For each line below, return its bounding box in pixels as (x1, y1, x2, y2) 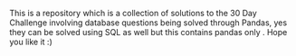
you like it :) (9, 36, 53, 47)
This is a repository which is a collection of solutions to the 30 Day (9, 8, 258, 18)
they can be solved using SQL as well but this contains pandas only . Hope (9, 27, 288, 37)
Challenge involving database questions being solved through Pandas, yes (9, 17, 288, 28)
